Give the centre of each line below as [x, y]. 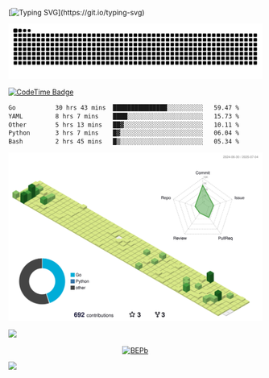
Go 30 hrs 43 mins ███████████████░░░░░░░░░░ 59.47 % [124, 108]
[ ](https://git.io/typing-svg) [77, 12]
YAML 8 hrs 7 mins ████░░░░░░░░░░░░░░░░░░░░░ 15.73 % [124, 116]
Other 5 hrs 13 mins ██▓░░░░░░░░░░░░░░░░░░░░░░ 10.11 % [124, 125]
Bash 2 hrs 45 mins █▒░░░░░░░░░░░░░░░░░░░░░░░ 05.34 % [124, 142]
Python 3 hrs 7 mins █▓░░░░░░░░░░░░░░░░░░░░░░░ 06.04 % [124, 133]
